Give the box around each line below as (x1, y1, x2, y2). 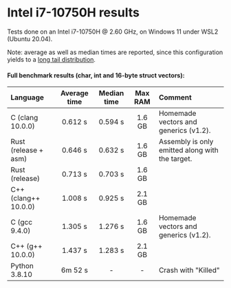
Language (10, 93, 45, 102)
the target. (158, 154, 192, 164)
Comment (158, 93, 192, 102)
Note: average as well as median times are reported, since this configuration (7, 48, 223, 56)
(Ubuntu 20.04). (7, 34, 53, 43)
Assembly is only (158, 137, 214, 147)
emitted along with (158, 145, 219, 155)
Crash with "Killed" (158, 265, 220, 275)
